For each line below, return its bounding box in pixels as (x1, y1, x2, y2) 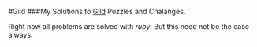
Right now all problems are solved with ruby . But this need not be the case (8, 22, 250, 31)
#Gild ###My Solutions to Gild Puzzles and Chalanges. (8, 7, 186, 16)
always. (8, 31, 33, 39)
